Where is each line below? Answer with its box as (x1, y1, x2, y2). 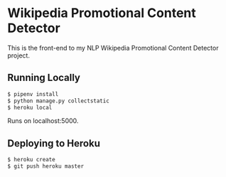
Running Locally (7, 72, 80, 84)
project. (7, 51, 31, 60)
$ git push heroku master (7, 163, 84, 170)
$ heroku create (7, 156, 55, 163)
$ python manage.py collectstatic (7, 97, 110, 104)
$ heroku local (7, 104, 53, 111)
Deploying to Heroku (7, 137, 101, 149)
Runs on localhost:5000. (7, 117, 79, 125)
